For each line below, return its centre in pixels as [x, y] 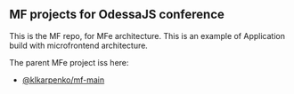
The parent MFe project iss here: [69, 62]
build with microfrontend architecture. [79, 45]
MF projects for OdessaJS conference [117, 15]
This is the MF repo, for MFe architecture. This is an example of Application [147, 35]
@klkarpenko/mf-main [63, 80]
